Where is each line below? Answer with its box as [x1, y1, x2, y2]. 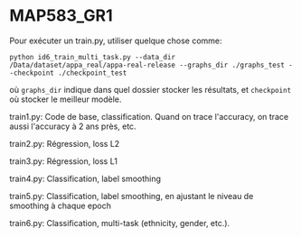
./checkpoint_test [57, 68, 127, 77]
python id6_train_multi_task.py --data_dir [9, 52, 176, 61]
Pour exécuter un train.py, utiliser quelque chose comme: [9, 35, 223, 46]
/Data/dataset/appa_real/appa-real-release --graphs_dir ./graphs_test [9, 60, 285, 69]
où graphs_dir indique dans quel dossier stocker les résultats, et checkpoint [9, 84, 292, 95]
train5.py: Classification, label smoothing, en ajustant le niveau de [9, 190, 254, 201]
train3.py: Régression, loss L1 [9, 155, 118, 167]
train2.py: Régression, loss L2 [9, 138, 120, 149]
